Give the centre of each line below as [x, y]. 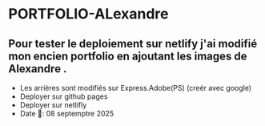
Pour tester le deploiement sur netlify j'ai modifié [133, 44]
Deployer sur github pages [64, 96]
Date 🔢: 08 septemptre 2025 [67, 114]
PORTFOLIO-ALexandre [89, 14]
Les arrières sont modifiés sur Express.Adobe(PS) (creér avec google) [136, 88]
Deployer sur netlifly [53, 105]
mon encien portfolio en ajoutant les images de [128, 56]
